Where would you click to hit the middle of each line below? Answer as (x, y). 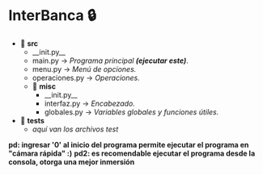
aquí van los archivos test (75, 129)
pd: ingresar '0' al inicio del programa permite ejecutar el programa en (129, 144)
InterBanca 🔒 (53, 16)
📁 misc (44, 86)
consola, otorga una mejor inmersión (72, 161)
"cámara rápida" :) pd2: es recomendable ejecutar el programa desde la (132, 153)
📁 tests (32, 120)
